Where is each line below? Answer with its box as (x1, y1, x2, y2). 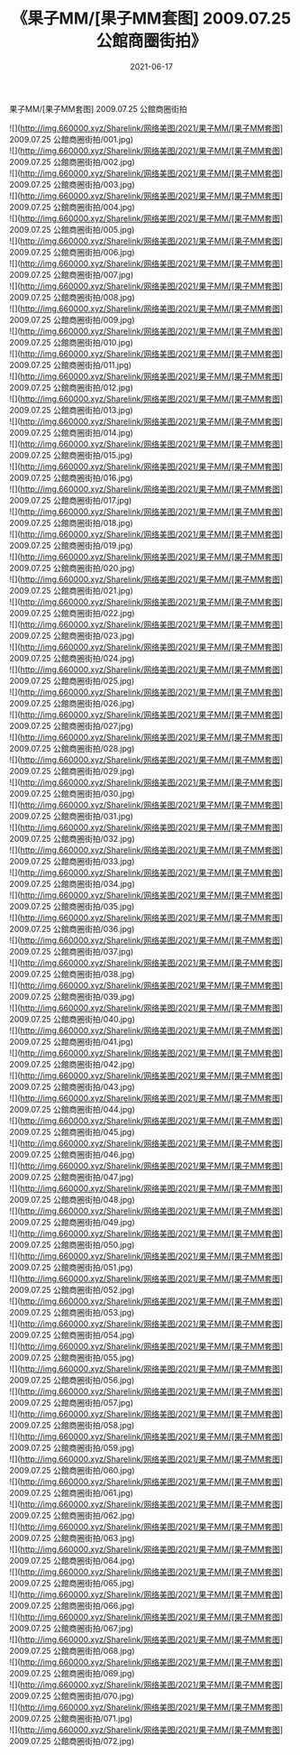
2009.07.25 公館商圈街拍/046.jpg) (9, 1149, 135, 1159)
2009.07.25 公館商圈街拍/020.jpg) (9, 562, 135, 573)
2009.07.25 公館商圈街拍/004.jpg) (9, 201, 135, 212)
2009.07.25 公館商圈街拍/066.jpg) (9, 1600, 135, 1611)
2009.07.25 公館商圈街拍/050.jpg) (9, 1239, 135, 1250)
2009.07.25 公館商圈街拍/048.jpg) (9, 1194, 135, 1205)
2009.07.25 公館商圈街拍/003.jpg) (9, 179, 135, 189)
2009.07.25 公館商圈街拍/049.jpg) (9, 1216, 135, 1227)
